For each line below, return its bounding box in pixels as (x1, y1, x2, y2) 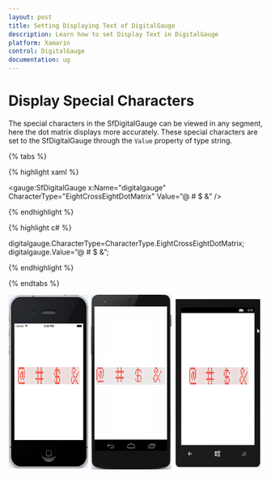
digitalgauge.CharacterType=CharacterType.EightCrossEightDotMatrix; (8, 238, 245, 248)
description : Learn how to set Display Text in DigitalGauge (8, 30, 219, 38)
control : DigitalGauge (8, 47, 85, 56)
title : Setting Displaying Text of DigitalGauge (8, 21, 176, 30)
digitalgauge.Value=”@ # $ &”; (8, 247, 109, 257)
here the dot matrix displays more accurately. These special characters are (8, 126, 258, 137)
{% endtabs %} (8, 278, 60, 288)
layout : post (8, 13, 53, 21)
